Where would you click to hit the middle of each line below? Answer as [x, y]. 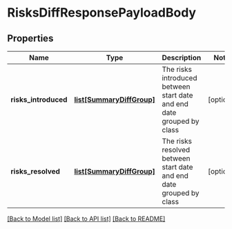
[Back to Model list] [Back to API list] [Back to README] [86, 219]
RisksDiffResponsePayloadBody [102, 13]
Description [182, 58]
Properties [30, 38]
